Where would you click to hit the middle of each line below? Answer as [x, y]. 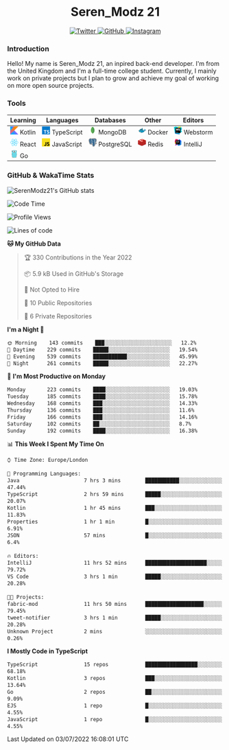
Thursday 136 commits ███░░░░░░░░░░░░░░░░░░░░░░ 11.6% [101, 410]
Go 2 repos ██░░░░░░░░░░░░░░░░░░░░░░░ [115, 692]
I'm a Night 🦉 [26, 329]
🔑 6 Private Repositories [58, 316]
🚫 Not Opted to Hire [52, 290]
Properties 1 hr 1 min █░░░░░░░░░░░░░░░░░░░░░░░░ [115, 522]
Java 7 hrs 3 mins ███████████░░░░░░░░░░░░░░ [115, 480]
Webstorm [198, 132]
